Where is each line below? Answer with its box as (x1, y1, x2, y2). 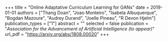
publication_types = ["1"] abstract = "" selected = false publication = (5, 20, 149, 26)
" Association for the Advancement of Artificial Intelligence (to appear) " (5, 26, 155, 32)
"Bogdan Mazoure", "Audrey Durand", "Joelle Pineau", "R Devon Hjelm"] (5, 15, 156, 21)
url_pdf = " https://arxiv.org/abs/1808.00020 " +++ (5, 31, 109, 37)
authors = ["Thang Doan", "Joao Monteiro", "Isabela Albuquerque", (17, 10, 157, 16)
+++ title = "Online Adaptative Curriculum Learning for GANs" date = (5, 5, 150, 10)
